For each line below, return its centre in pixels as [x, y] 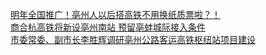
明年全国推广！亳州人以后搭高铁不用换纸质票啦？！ [115, 14]
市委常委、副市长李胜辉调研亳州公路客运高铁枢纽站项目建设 [133, 39]
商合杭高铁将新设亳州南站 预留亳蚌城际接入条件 [108, 27]
